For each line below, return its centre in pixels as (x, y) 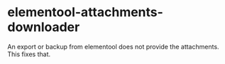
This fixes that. (29, 54)
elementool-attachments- (85, 12)
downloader (44, 27)
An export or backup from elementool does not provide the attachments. (113, 46)
